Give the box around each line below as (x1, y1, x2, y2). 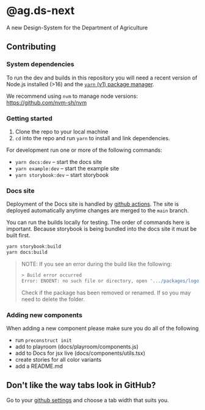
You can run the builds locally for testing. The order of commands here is (6, 218, 190, 226)
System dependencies (6, 60, 74, 69)
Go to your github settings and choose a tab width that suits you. (6, 396, 169, 404)
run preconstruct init (15, 337, 72, 344)
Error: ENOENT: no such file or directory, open (21, 278, 148, 284)
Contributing (6, 42, 56, 52)
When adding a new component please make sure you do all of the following (6, 325, 199, 332)
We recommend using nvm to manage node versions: (6, 92, 138, 100)
